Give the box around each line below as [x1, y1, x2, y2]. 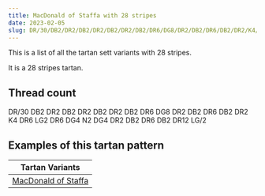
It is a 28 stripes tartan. [8, 63, 84, 73]
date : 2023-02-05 [8, 19, 65, 27]
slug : [8, 26, 26, 34]
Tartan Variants [21, 162, 80, 172]
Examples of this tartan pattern [8, 138, 164, 152]
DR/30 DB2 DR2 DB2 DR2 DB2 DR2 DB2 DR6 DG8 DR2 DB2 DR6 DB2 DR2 [8, 107, 248, 117]
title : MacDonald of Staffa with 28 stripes [8, 11, 157, 20]
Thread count [8, 86, 77, 100]
